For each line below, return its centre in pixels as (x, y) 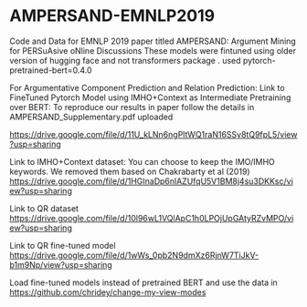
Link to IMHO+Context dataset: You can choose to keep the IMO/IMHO (143, 161)
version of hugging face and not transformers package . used (125, 60)
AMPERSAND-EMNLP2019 (112, 16)
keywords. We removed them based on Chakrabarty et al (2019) (130, 171)
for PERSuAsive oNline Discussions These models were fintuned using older (153, 50)
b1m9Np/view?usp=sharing (61, 264)
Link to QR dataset (44, 208)
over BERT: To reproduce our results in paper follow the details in (132, 107)
